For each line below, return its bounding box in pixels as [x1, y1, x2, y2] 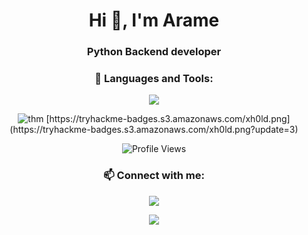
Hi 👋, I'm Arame [88, 9, 220, 32]
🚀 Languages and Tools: [94, 72, 214, 86]
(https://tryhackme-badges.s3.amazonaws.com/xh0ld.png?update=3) [9, 124, 299, 136]
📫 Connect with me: [103, 169, 205, 183]
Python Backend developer [86, 45, 222, 59]
